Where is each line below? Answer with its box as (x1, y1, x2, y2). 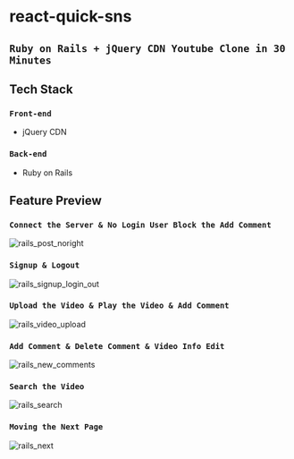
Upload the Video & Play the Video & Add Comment (9, 301, 230, 310)
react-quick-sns (9, 6, 132, 27)
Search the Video (9, 382, 85, 392)
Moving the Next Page (9, 422, 104, 432)
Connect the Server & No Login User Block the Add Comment (9, 219, 272, 230)
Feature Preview (9, 192, 103, 208)
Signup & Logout (9, 260, 80, 270)
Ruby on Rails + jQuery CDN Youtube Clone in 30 (9, 42, 286, 55)
